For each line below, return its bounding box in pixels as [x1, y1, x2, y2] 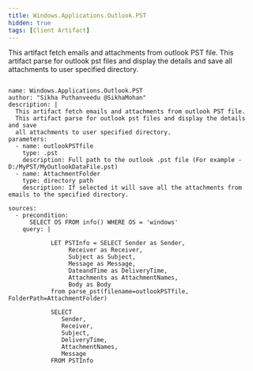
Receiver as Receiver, [68, 246, 144, 254]
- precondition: [15, 211, 69, 220]
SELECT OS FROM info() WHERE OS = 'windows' [28, 218, 179, 226]
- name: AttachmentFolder [15, 170, 101, 178]
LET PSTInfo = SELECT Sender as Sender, [50, 239, 186, 248]
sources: [8, 205, 37, 213]
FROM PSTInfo [50, 357, 93, 365]
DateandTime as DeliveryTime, [68, 267, 168, 275]
